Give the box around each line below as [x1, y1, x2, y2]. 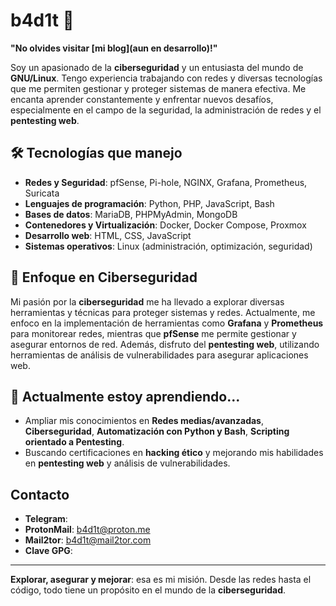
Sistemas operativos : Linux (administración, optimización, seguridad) [24, 240, 313, 252]
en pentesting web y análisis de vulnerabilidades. [24, 457, 231, 469]
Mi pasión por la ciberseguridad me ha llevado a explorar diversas [10, 295, 285, 308]
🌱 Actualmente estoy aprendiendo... [10, 388, 241, 405]
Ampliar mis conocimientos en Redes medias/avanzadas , [24, 415, 265, 427]
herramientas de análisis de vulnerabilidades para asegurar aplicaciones [10, 349, 309, 361]
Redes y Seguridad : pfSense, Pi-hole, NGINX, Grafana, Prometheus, [24, 176, 308, 188]
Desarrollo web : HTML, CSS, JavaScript [24, 229, 192, 241]
